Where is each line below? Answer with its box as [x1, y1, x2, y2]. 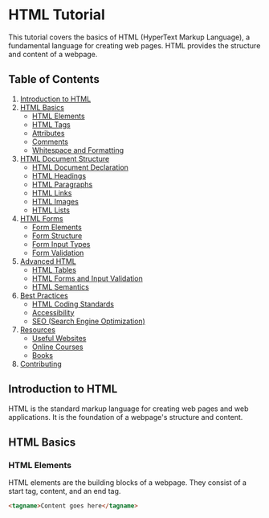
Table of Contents [8, 72, 100, 86]
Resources [19, 324, 56, 335]
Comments [31, 137, 69, 146]
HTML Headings [31, 171, 87, 180]
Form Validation [31, 248, 84, 257]
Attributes [31, 128, 65, 138]
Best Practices [19, 290, 68, 300]
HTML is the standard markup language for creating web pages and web [8, 404, 249, 413]
